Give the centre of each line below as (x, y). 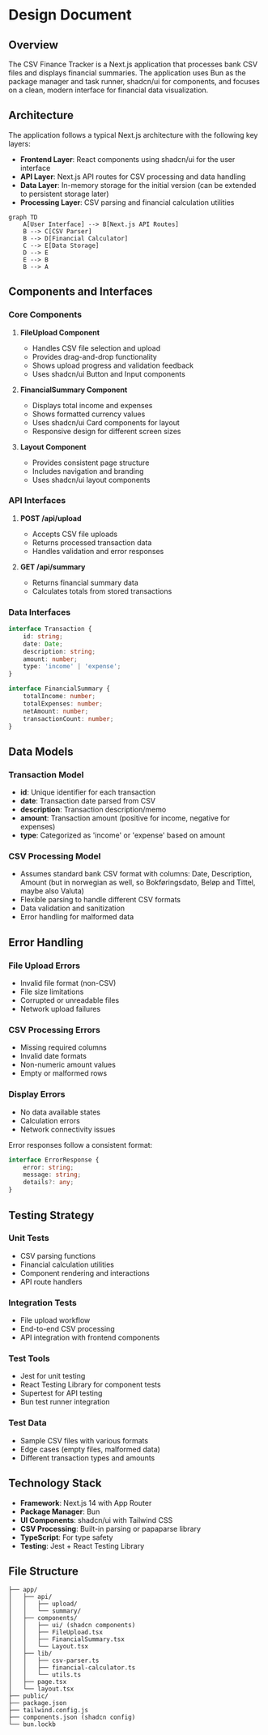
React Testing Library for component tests (90, 1385)
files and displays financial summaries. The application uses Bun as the (127, 73)
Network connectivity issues (68, 1129)
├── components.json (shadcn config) (72, 1718)
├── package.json (38, 1703)
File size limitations (52, 992)
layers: (19, 143)
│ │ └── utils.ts (45, 1675)
